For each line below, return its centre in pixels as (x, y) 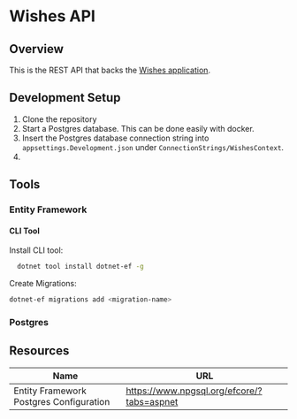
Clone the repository (59, 119)
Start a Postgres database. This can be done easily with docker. (138, 128)
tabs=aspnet (152, 401)
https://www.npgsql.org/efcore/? (194, 391)
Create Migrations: (43, 284)
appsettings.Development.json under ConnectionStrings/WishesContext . (153, 147)
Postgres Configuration (62, 401)
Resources (39, 351)
